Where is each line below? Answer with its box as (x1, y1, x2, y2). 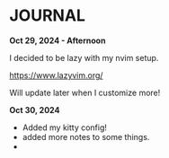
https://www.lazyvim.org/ (9, 69, 103, 81)
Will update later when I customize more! (9, 87, 161, 98)
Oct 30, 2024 (9, 104, 60, 115)
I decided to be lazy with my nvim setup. (9, 52, 159, 63)
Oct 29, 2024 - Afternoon (9, 35, 106, 46)
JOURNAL (9, 5, 85, 26)
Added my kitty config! (22, 122, 108, 133)
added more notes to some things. (22, 131, 150, 142)
